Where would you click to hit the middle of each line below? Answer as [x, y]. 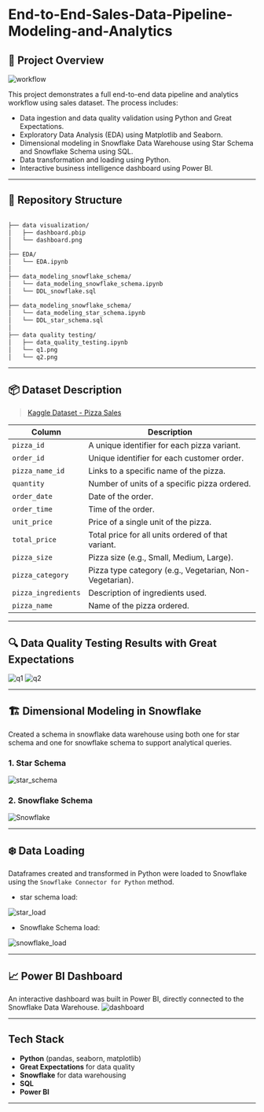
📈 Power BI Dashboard [66, 976]
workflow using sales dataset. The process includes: [93, 103]
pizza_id [28, 445]
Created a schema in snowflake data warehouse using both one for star [124, 734]
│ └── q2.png [33, 357]
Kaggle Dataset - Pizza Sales [74, 413]
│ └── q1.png [33, 349]
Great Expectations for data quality [77, 1066]
